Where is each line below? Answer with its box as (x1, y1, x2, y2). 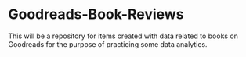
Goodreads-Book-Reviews (8, 5, 184, 23)
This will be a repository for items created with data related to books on (8, 31, 239, 41)
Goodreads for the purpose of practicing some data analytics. (8, 39, 208, 48)
